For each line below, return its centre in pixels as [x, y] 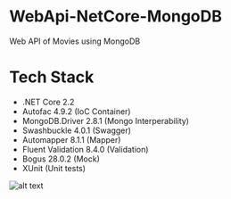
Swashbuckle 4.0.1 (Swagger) [77, 130]
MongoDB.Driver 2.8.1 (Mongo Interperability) [106, 120]
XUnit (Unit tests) [54, 168]
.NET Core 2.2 [48, 102]
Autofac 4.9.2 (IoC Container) [76, 111]
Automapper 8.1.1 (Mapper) [71, 139]
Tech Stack [52, 77]
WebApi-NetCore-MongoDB [116, 17]
